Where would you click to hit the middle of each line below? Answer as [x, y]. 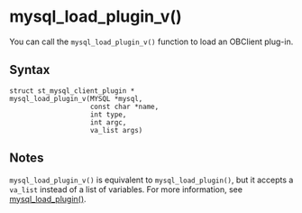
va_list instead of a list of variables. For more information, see [126, 189]
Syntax [30, 70]
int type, [108, 115]
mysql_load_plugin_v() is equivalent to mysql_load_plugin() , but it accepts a [151, 180]
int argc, [108, 122]
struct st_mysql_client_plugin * [72, 91]
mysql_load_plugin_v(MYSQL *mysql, [76, 98]
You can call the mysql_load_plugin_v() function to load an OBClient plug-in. [151, 42]
